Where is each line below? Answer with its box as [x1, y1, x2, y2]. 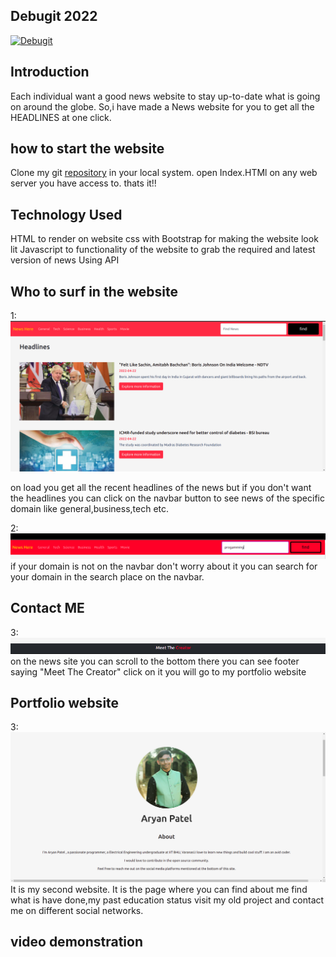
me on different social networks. [10, 905, 144, 916]
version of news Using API [10, 254, 120, 266]
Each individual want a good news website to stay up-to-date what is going [10, 90, 321, 102]
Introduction [10, 64, 90, 81]
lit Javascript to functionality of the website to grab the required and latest [10, 244, 316, 256]
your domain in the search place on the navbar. [10, 571, 205, 583]
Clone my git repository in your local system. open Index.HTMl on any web [10, 167, 318, 179]
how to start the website [10, 140, 165, 158]
